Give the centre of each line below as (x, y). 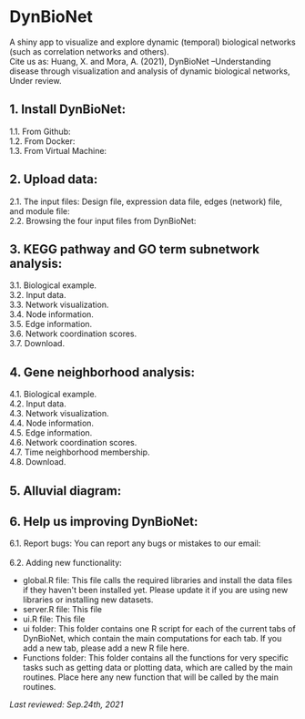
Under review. (36, 80)
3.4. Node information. (51, 314)
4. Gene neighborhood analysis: (102, 372)
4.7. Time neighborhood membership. (80, 452)
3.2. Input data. (38, 295)
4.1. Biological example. (53, 395)
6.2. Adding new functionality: (66, 563)
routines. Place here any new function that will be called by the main (151, 677)
